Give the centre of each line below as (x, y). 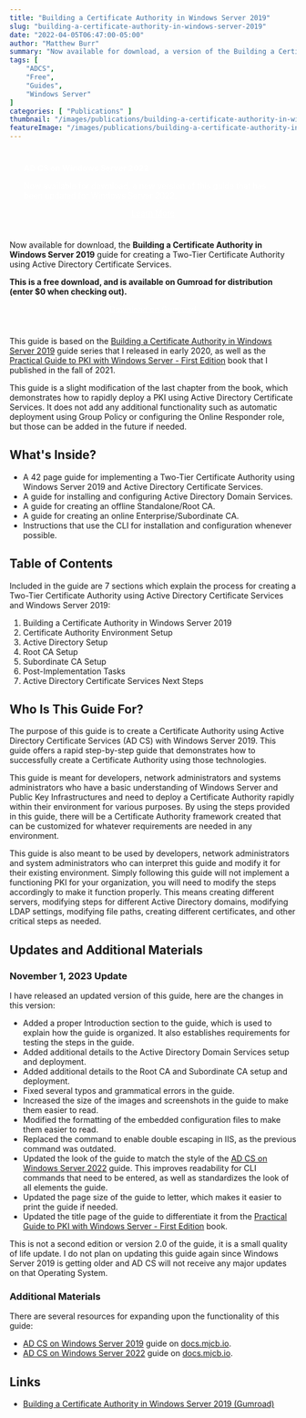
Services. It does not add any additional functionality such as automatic (143, 407)
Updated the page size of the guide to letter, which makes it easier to (152, 1198)
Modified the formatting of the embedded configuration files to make (152, 1120)
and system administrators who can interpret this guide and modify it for (145, 863)
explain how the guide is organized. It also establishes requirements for (156, 1033)
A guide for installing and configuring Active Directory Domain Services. (158, 496)
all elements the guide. (65, 1188)
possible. (40, 535)
